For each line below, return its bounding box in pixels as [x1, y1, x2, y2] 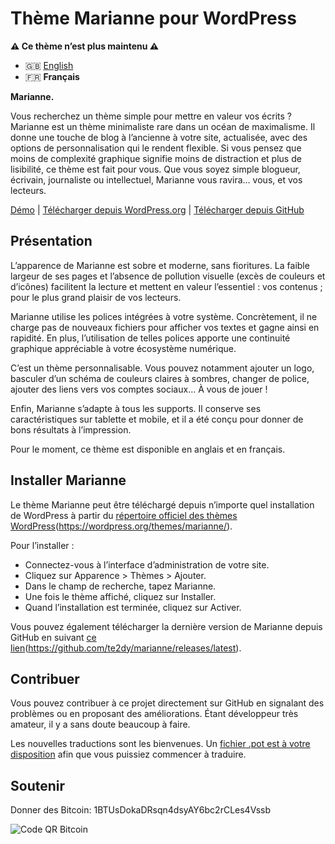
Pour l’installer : [10, 539, 75, 551]
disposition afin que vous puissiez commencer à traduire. [10, 748, 247, 761]
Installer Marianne [10, 472, 127, 489]
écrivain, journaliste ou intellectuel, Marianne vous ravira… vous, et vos [10, 173, 303, 186]
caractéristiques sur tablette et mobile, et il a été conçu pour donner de [10, 413, 304, 425]
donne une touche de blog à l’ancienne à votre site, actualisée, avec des [10, 131, 308, 143]
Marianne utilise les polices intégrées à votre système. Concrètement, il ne [10, 310, 318, 322]
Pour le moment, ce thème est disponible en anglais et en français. [10, 443, 286, 455]
